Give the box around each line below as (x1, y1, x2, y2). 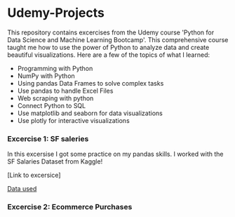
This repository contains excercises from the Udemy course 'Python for (7, 28, 215, 37)
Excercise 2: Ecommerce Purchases (7, 202, 133, 212)
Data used (7, 185, 37, 193)
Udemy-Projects (7, 5, 105, 21)
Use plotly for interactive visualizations (17, 116, 130, 124)
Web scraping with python (17, 93, 94, 103)
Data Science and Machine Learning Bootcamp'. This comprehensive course (7, 35, 229, 44)
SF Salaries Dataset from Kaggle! (7, 157, 103, 166)
